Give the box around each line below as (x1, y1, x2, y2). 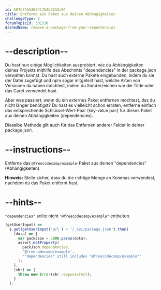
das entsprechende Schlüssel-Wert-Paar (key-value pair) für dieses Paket (5, 108, 152, 113)
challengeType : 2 (5, 16, 40, 21)
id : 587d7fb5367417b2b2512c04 (5, 7, 66, 12)
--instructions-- (5, 144, 71, 155)
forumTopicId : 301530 (5, 20, 49, 26)
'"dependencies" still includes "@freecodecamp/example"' (22, 254, 142, 259)
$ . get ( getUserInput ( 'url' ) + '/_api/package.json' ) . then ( (9, 226, 129, 232)
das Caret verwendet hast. (5, 88, 58, 94)
